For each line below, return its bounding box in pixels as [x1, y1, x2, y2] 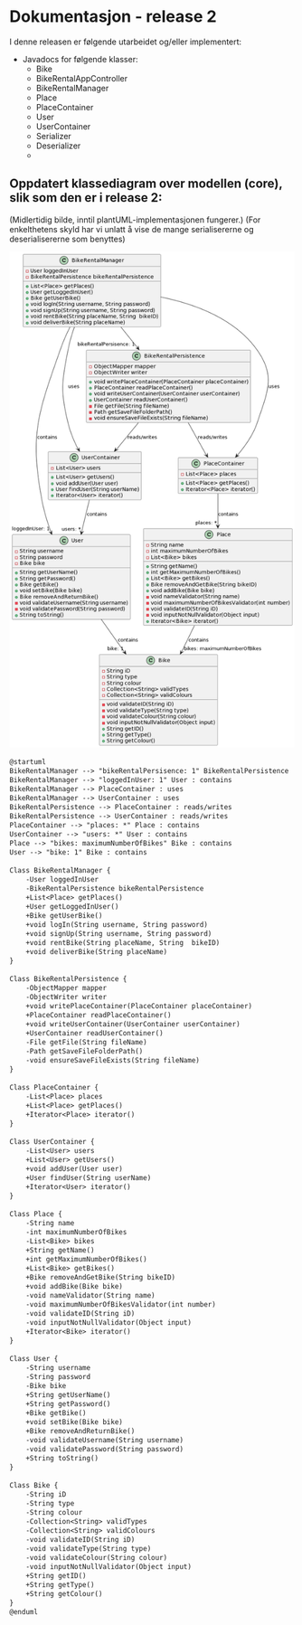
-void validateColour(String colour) [25, 1554, 168, 1563]
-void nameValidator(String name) [25, 1291, 156, 1300]
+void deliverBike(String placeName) [25, 948, 168, 957]
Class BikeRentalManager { [9, 866, 111, 875]
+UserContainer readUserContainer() [25, 1029, 165, 1038]
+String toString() [25, 1454, 99, 1463]
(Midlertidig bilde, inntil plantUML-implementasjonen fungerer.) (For [9, 214, 261, 225]
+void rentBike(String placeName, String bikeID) [25, 939, 221, 948]
